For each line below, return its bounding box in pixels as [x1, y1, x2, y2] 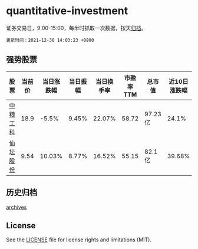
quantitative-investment [6, 4, 128, 18]
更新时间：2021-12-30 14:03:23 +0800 [6, 37, 94, 43]
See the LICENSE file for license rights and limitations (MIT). [6, 236, 152, 243]
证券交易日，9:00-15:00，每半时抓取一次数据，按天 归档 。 [6, 24, 147, 31]
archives [6, 204, 27, 211]
